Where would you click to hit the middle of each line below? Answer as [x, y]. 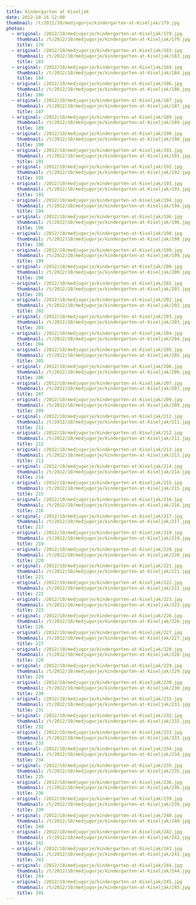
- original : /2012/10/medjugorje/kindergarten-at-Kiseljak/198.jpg [97, 233]
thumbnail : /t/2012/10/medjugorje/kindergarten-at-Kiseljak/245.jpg [104, 888]
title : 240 [30, 826]
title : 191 [30, 162]
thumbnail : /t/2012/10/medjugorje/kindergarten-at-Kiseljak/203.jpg [104, 322]
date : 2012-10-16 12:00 [36, 17]
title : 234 [30, 760]
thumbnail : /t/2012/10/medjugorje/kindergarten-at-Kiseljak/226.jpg [104, 622]
